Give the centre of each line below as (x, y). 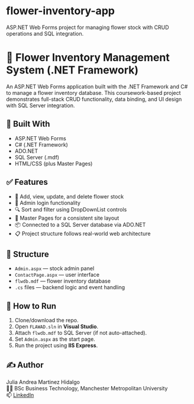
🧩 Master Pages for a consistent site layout (67, 218)
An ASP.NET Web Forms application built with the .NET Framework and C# (97, 86)
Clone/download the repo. (46, 320)
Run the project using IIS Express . (56, 345)
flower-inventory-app (61, 11)
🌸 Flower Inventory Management (88, 58)
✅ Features (27, 182)
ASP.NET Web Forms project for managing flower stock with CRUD (88, 27)
